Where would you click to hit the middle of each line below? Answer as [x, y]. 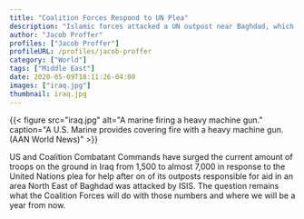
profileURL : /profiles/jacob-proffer [81, 52]
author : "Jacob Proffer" [56, 35]
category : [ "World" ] [49, 60]
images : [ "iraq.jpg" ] [50, 85]
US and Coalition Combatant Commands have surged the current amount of [151, 156]
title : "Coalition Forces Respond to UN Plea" [99, 18]
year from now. [38, 204]
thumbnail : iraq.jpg [49, 94]
